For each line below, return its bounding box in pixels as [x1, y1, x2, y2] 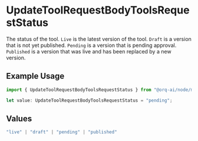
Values [6, 113, 32, 123]
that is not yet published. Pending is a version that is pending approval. [6, 42, 177, 49]
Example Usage [6, 71, 65, 81]
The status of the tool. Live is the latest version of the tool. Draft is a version [6, 35, 192, 42]
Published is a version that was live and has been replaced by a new [6, 48, 172, 55]
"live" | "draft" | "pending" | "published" [6, 129, 117, 135]
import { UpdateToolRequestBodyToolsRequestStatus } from [6, 86, 151, 93]
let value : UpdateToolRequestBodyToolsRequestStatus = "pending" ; [6, 98, 173, 103]
